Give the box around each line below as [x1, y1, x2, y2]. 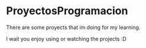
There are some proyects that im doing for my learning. [6, 24, 141, 31]
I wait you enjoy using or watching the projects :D [6, 35, 126, 42]
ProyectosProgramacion [6, 4, 128, 18]
